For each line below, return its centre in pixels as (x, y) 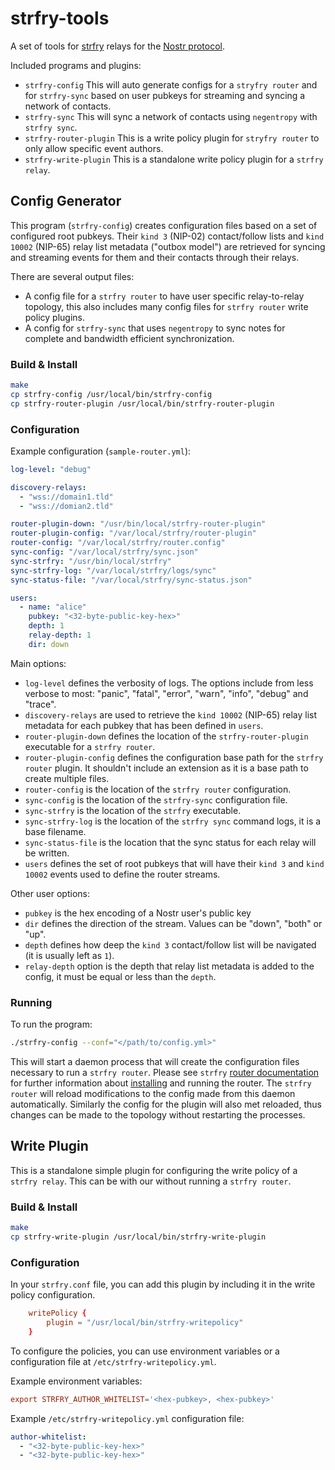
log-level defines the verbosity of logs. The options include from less (169, 683)
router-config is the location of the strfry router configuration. (158, 789)
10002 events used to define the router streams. (122, 874)
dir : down (49, 644)
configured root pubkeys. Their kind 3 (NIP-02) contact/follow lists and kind (167, 236)
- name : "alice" (53, 607)
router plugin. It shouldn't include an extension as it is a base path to (166, 768)
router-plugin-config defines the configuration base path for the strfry (174, 757)
